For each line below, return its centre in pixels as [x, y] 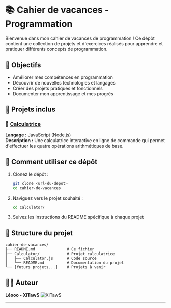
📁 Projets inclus [31, 110]
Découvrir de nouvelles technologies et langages [64, 82]
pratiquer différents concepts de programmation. [56, 49]
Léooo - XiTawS [22, 295]
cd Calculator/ [29, 207]
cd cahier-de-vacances [37, 188]
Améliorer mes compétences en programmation [63, 77]
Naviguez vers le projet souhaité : [48, 198]
